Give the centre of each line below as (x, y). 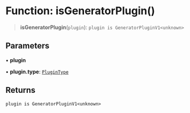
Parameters (28, 46)
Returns (21, 90)
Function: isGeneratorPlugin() (80, 11)
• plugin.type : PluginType (37, 72)
